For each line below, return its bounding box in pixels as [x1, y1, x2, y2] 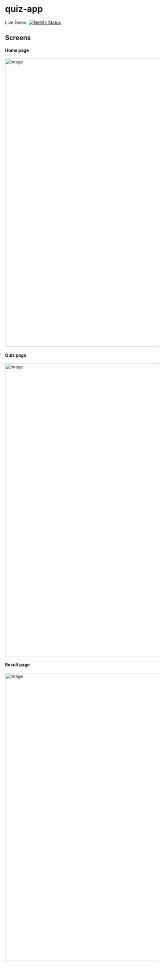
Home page [5, 47, 29, 53]
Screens [5, 34, 31, 42]
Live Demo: [5, 20, 28, 25]
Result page [5, 662, 30, 668]
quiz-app [5, 3, 43, 15]
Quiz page [5, 352, 26, 358]
